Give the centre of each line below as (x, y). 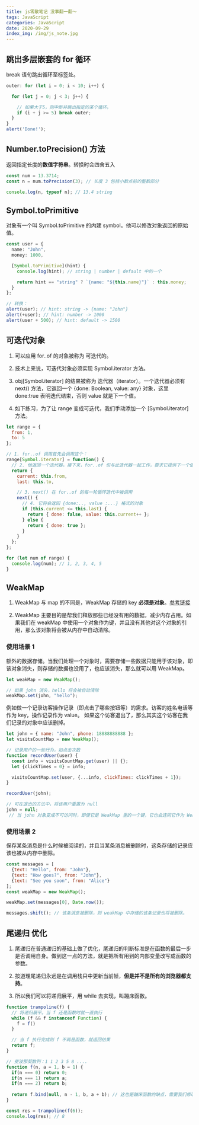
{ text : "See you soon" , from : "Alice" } (61, 881)
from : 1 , (22, 432)
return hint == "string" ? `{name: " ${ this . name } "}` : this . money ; (102, 282)
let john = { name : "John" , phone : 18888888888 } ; (70, 734)
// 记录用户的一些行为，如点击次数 (43, 750)
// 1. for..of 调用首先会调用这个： (47, 454)
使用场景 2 (21, 832)
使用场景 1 (20, 647)
